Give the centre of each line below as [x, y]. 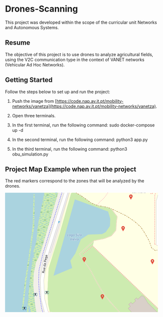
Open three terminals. [34, 115]
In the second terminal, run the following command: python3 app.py [80, 140]
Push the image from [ [34, 101]
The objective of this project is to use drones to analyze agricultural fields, [79, 54]
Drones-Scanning [41, 9]
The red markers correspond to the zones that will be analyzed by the [75, 181]
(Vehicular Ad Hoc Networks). [35, 64]
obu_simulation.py [30, 154]
